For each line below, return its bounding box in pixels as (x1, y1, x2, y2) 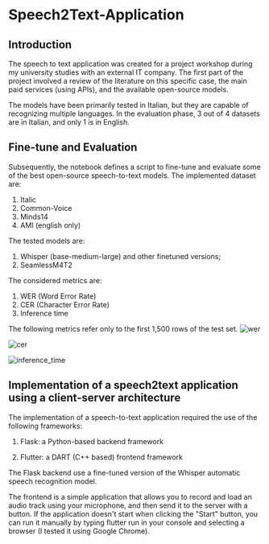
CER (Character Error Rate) (19, 299, 110, 309)
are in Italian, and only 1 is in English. (8, 117, 130, 126)
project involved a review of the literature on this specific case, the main (8, 76, 247, 85)
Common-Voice (19, 203, 72, 212)
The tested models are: (8, 236, 85, 245)
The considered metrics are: (8, 275, 102, 285)
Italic (19, 195, 37, 204)
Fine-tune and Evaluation (8, 141, 138, 155)
